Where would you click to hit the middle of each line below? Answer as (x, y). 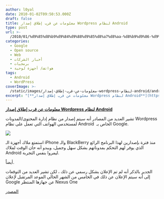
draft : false (19, 18)
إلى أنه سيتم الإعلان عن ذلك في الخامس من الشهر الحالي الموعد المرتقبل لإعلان (78, 177)
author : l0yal (20, 9)
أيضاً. (10, 162)
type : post (17, 28)
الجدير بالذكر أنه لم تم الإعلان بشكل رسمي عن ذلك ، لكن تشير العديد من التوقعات (79, 172)
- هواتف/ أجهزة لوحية (32, 69)
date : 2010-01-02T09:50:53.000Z (38, 14)
